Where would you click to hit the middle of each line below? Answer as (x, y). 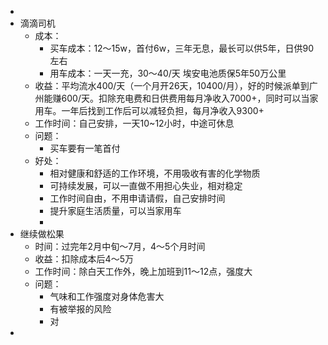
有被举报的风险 (80, 309)
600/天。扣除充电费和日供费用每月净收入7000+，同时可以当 (185, 98)
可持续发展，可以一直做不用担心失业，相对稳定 (146, 185)
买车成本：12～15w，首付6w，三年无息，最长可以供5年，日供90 (182, 48)
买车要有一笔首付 (85, 148)
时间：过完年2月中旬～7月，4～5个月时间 (120, 246)
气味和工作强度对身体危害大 (107, 296)
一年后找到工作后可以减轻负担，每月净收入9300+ (163, 110)
